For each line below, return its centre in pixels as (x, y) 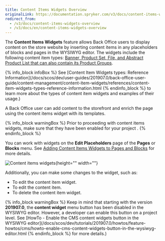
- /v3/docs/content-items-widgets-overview (55, 23)
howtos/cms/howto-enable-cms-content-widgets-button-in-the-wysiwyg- (81, 228)
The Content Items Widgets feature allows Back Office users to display (78, 42)
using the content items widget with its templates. (55, 113)
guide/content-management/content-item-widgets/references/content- (77, 83)
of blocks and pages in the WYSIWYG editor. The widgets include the (75, 53)
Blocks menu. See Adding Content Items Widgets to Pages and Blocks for (80, 148)
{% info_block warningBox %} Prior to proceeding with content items (75, 123)
